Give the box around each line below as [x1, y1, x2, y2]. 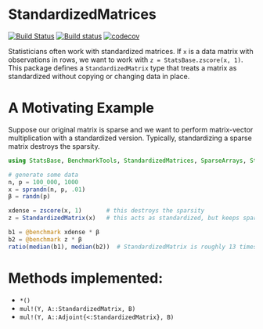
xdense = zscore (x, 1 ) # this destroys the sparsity [8, 207, 205, 215]
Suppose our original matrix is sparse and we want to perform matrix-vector [8, 125, 254, 134]
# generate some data [8, 171, 79, 179]
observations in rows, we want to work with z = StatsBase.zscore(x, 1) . [8, 55, 243, 64]
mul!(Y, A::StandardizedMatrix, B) [19, 305, 136, 313]
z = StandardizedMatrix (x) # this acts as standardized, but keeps [8, 214, 240, 222]
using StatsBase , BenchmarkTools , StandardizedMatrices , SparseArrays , [8, 157, 247, 164]
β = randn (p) [8, 193, 51, 201]
